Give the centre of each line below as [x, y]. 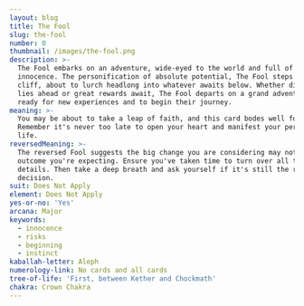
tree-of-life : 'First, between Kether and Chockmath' [113, 279]
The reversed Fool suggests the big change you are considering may [149, 152]
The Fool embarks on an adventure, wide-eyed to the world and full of [156, 69]
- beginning [40, 245]
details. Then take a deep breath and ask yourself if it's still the [153, 169]
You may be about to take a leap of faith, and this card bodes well [151, 119]
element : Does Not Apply [56, 195]
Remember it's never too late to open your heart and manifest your [149, 128]
